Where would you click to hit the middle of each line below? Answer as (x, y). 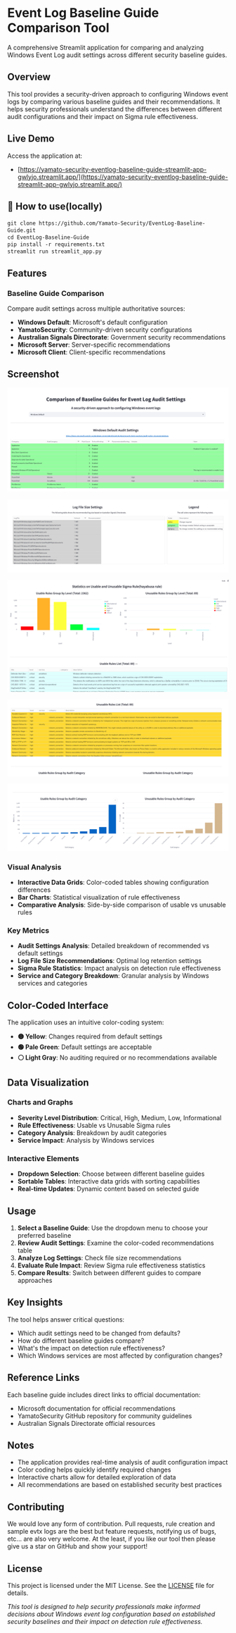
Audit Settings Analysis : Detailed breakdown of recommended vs (113, 946)
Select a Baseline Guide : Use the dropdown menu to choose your (113, 1228)
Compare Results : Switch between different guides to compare (109, 1272)
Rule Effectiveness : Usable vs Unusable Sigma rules (94, 1125)
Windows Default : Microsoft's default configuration (92, 323)
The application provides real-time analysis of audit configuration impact (123, 1463)
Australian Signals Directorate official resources (86, 1423)
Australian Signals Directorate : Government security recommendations (122, 337)
